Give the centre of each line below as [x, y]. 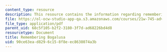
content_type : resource [30, 10]
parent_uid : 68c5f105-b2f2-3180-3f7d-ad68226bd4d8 [59, 28]
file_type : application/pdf [34, 24]
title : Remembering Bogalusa [35, 38]
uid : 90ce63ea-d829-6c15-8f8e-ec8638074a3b [51, 42]
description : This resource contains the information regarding [73, 14]
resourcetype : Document [30, 33]
